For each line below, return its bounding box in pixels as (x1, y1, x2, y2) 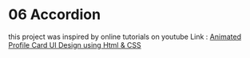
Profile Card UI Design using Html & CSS (8, 40, 141, 49)
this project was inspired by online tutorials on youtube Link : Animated (8, 32, 242, 41)
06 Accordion (8, 6, 101, 24)
